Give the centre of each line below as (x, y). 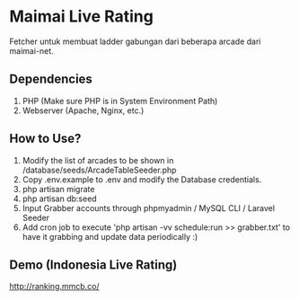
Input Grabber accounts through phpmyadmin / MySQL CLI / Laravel (149, 207)
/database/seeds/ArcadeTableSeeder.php (99, 170)
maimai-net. (31, 50)
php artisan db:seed (59, 199)
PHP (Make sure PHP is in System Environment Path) (120, 101)
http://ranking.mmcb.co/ (55, 287)
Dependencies (51, 79)
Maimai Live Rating (82, 17)
